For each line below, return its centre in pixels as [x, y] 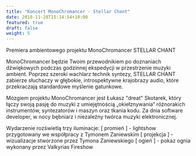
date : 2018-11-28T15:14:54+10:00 [47, 17]
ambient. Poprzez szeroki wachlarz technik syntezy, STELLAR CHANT [91, 74]
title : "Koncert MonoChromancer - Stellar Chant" [68, 11]
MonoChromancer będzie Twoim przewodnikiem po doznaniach [84, 62]
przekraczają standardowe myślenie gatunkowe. [65, 87]
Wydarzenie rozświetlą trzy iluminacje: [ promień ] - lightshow [81, 128]
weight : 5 [18, 34]
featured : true [25, 22]
